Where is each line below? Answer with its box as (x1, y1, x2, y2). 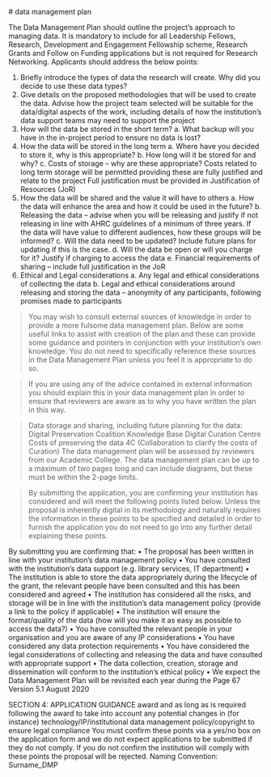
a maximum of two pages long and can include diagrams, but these (28, 464, 253, 473)
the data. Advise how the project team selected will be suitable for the (19, 99, 253, 108)
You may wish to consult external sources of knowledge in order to (28, 312, 252, 321)
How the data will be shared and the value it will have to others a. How (19, 193, 255, 202)
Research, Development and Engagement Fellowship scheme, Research (8, 40, 248, 49)
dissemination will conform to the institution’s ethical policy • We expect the (8, 667, 261, 677)
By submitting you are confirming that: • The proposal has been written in (8, 546, 254, 556)
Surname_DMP (8, 760, 58, 770)
